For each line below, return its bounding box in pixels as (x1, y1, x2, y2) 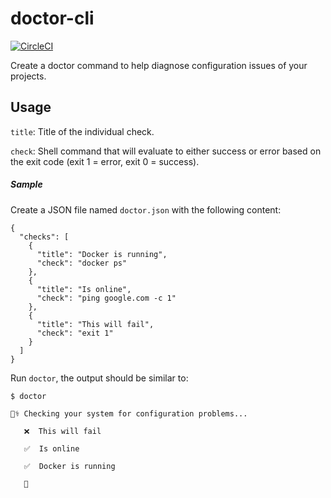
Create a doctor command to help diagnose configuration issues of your (10, 59, 308, 71)
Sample (10, 178, 43, 191)
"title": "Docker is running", (36, 249, 168, 259)
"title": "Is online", (36, 284, 132, 294)
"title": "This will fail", (36, 319, 155, 329)
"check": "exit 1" (36, 328, 114, 338)
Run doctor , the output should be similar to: (10, 372, 189, 384)
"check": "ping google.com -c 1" (36, 293, 177, 303)
